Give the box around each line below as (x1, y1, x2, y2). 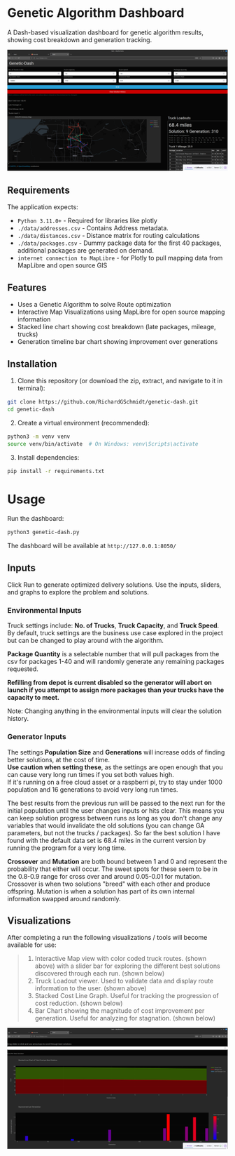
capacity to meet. (7, 693, 59, 702)
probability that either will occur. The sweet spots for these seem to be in (7, 865, 218, 873)
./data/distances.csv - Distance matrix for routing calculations (17, 232, 200, 240)
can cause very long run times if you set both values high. (7, 770, 175, 778)
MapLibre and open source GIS (17, 261, 108, 270)
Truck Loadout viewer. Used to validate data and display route (34, 977, 214, 985)
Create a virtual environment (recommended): (17, 418, 150, 427)
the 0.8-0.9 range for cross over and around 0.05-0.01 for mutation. (7, 872, 202, 880)
